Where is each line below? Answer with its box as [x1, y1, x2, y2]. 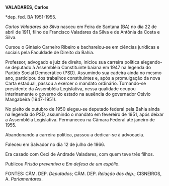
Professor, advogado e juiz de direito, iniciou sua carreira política [5, 59, 140, 65]
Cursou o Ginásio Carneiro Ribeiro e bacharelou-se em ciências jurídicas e [5, 44, 159, 50]
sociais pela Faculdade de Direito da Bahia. [5, 50, 95, 55]
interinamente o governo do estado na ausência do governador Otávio [5, 91, 151, 97]
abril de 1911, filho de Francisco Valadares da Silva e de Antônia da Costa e [5, 29, 160, 35]
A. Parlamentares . [5, 176, 43, 182]
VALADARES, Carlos [5, 5, 49, 10]
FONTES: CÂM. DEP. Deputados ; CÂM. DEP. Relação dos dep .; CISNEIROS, [5, 170, 162, 176]
